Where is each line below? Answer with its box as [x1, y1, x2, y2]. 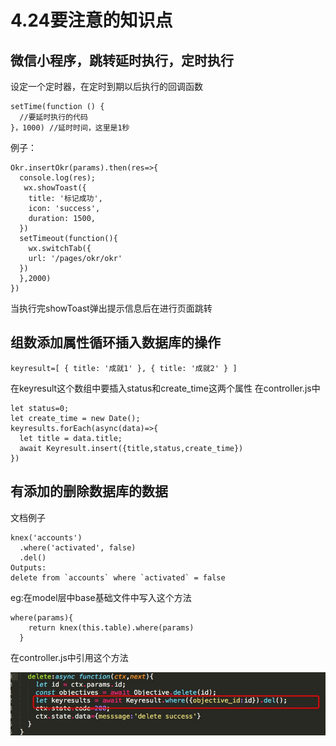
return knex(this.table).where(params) [28, 622, 195, 633]
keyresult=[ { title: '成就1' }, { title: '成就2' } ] [10, 363, 238, 373]
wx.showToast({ [23, 183, 87, 193]
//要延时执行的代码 [19, 112, 88, 122]
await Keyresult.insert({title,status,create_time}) [19, 443, 244, 453]
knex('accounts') [10, 532, 83, 543]
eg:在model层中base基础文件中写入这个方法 [10, 591, 192, 603]
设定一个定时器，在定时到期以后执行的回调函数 [10, 81, 203, 92]
